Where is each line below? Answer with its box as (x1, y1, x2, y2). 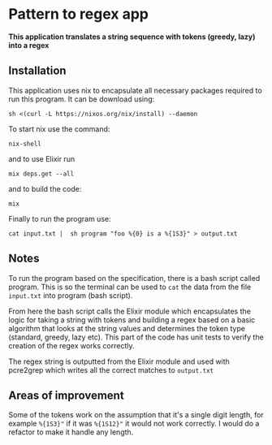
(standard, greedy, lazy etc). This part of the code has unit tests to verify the (8, 332, 264, 342)
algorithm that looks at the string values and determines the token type (8, 323, 246, 333)
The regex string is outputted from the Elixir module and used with (8, 356, 230, 366)
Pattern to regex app (8, 5, 149, 24)
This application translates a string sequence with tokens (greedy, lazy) (8, 32, 256, 41)
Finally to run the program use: (8, 214, 111, 223)
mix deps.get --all (8, 170, 75, 178)
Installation (8, 64, 67, 78)
